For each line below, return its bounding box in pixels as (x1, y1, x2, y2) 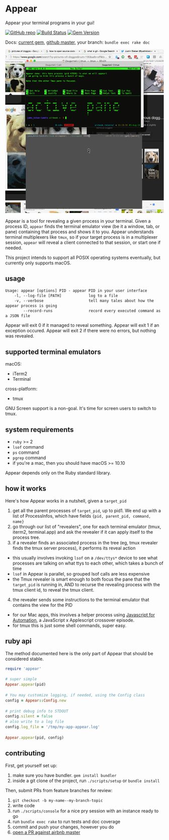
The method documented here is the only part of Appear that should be (5, 650, 153, 656)
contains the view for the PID (12, 602, 73, 608)
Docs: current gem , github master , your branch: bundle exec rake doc (5, 39, 150, 45)
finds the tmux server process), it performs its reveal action (12, 545, 136, 551)
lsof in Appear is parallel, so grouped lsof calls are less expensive (12, 571, 150, 577)
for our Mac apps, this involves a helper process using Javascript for (12, 611, 155, 617)
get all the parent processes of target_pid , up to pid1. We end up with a (12, 507, 161, 514)
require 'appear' (5, 666, 42, 671)
